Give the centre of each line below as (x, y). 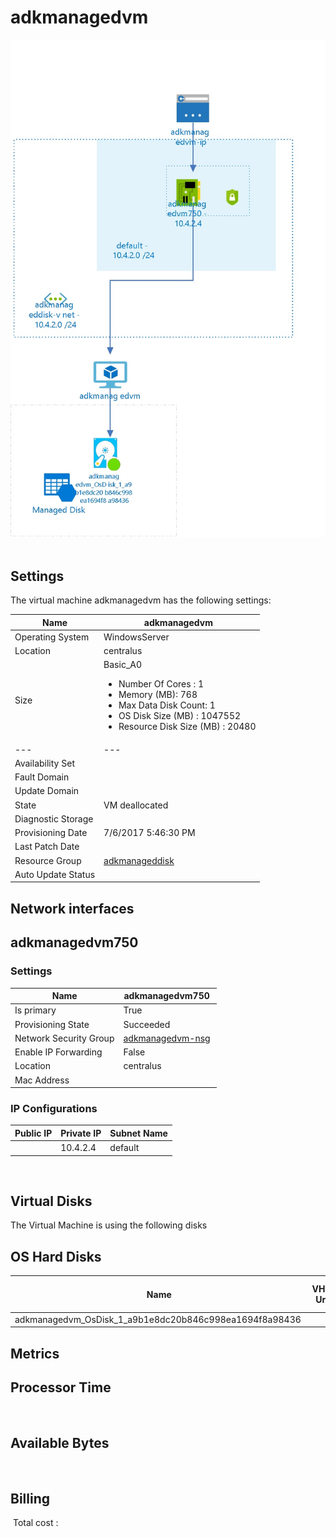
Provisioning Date (51, 833)
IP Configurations (54, 1108)
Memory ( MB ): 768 (158, 695)
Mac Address (42, 1080)
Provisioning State (52, 1024)
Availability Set (44, 763)
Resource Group (48, 860)
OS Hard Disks (56, 1256)
